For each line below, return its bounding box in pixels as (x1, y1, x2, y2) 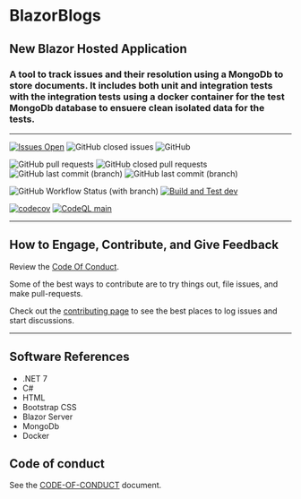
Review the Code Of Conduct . (9, 261, 119, 271)
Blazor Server (21, 411, 73, 422)
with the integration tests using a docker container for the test (9, 90, 285, 103)
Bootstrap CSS (21, 401, 77, 412)
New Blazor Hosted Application (9, 41, 187, 56)
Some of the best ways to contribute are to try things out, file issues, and (9, 279, 279, 289)
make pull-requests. (9, 288, 83, 298)
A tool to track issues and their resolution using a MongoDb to (9, 68, 284, 81)
